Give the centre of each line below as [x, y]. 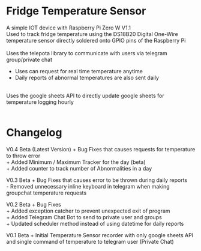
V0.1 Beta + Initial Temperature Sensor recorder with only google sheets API [100, 235]
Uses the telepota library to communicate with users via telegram [87, 53]
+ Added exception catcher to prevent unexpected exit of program [88, 211]
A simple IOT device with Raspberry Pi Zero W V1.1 [68, 28]
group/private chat [29, 59]
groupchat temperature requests [46, 193]
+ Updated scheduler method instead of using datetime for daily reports [95, 223]
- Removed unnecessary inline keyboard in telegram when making [88, 186]
